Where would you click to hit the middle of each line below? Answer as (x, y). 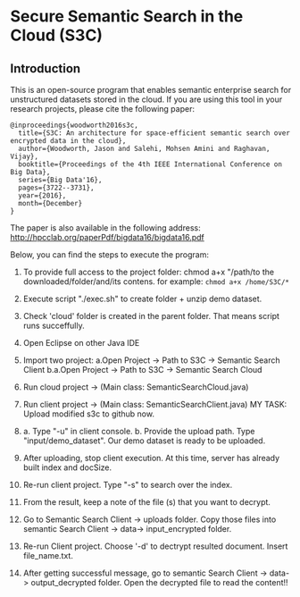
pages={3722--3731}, (56, 188)
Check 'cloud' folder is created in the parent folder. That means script (151, 316)
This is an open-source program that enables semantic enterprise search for (151, 90)
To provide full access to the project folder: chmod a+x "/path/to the (149, 272)
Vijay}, (25, 156)
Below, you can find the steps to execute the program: (109, 255)
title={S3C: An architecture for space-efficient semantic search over (154, 133)
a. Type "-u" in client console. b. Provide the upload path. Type (139, 431)
